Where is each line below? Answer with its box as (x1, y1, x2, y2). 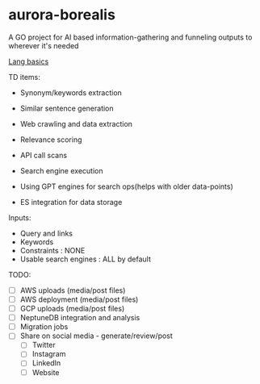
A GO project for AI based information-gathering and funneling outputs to (8, 32, 253, 42)
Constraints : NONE (19, 245, 86, 255)
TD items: (8, 72, 40, 81)
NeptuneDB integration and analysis (19, 313, 140, 323)
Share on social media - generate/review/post (19, 331, 174, 340)
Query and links (19, 228, 73, 238)
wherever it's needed (8, 40, 79, 50)
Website (31, 367, 60, 377)
